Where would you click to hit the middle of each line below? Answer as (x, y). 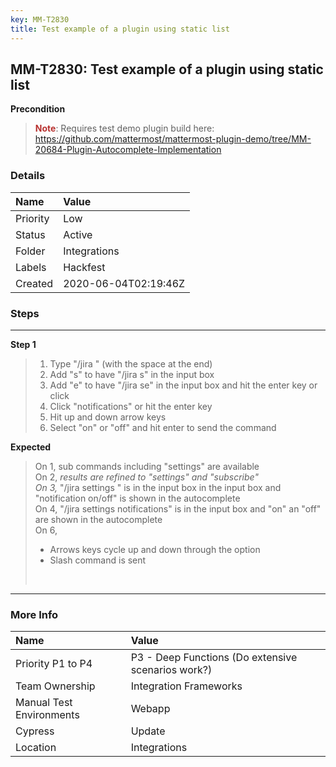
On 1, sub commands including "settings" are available (147, 466)
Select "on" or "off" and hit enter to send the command (163, 427)
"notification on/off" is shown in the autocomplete (137, 498)
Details (28, 176)
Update (148, 731)
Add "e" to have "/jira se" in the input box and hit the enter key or (183, 385)
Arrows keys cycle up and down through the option (155, 549)
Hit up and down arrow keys (108, 417)
